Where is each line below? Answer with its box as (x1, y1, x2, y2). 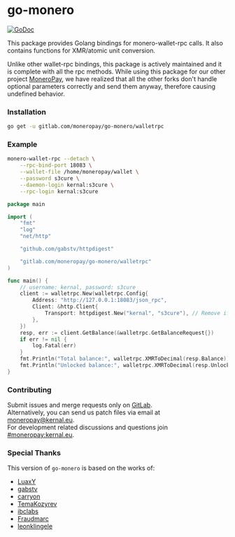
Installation (7, 107, 47, 117)
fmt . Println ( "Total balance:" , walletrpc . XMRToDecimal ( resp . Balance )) (20, 356, 230, 363)
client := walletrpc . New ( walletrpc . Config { (20, 290, 149, 298)
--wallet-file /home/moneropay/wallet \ (20, 169, 139, 176)
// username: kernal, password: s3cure (20, 284, 136, 291)
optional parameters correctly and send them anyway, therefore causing (7, 82, 215, 90)
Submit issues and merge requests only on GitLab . (7, 401, 152, 410)
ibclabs (17, 507, 38, 516)
